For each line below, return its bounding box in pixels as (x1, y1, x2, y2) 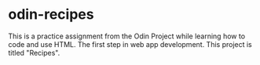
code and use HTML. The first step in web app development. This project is (8, 39, 253, 49)
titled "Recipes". (8, 48, 60, 57)
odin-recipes (8, 5, 94, 23)
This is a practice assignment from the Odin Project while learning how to (8, 31, 246, 41)
